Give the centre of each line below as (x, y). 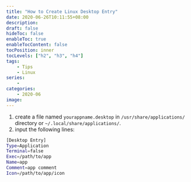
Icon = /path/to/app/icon (36, 173)
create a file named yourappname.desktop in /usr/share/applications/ (100, 117)
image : (14, 100)
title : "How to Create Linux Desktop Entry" (62, 12)
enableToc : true (26, 39)
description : (22, 23)
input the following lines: (45, 129)
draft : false (22, 28)
